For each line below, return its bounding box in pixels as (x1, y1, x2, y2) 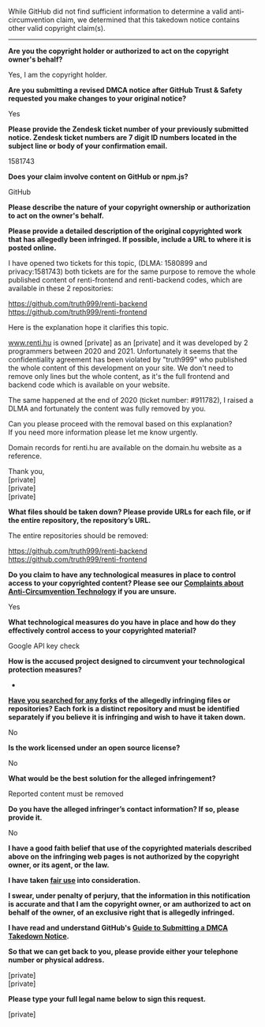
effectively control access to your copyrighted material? (8, 626, 197, 635)
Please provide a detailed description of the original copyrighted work (8, 226, 242, 236)
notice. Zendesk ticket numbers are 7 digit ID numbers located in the (8, 133, 237, 142)
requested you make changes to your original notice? (8, 94, 187, 103)
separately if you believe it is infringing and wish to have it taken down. (8, 712, 246, 722)
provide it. (8, 813, 43, 822)
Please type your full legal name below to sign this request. (8, 995, 207, 1003)
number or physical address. (8, 955, 105, 964)
